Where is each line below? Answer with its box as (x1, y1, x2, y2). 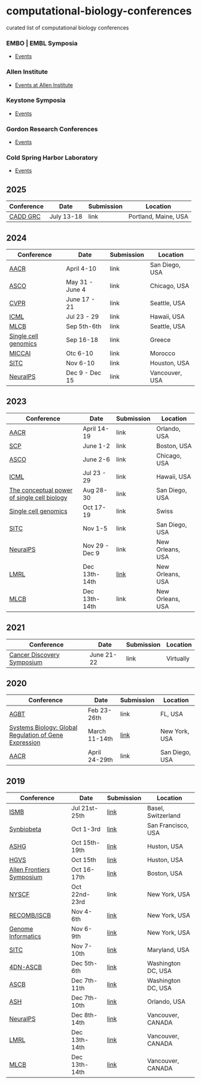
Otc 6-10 (66, 349, 94, 358)
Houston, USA (150, 359, 190, 367)
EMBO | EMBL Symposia (6, 39, 78, 47)
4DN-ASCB (9, 963, 42, 971)
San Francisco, (147, 821, 189, 830)
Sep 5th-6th (66, 322, 102, 331)
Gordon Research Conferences (6, 125, 98, 133)
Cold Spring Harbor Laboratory (6, 154, 98, 162)
